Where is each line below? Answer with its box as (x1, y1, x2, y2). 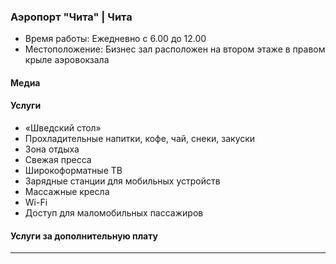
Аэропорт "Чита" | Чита (10, 10, 133, 24)
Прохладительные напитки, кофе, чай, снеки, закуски (24, 133, 256, 145)
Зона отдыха (24, 143, 80, 155)
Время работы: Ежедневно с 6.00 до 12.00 (24, 33, 207, 45)
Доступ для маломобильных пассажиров (24, 207, 204, 219)
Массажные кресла (24, 186, 110, 198)
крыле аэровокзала (24, 54, 110, 66)
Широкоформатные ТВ (24, 165, 123, 177)
